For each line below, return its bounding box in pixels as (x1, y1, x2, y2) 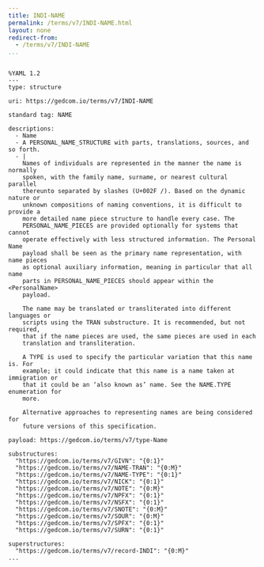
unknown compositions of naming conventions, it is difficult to (22, 201, 243, 210)
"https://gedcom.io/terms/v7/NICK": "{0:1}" (15, 478, 164, 486)
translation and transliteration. (22, 339, 136, 348)
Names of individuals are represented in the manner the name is (22, 160, 243, 168)
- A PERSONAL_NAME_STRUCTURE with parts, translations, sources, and (15, 139, 249, 147)
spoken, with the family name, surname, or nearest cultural (22, 173, 228, 182)
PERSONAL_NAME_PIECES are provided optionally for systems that (22, 222, 239, 230)
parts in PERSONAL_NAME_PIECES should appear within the (22, 278, 214, 285)
